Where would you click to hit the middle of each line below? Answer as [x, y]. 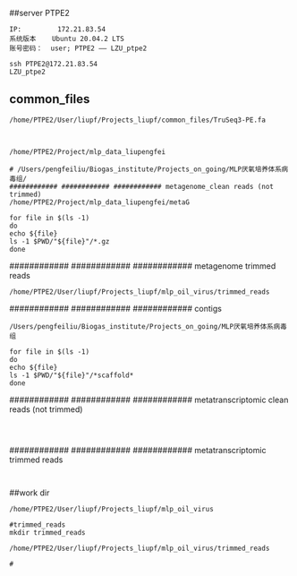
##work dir [30, 493]
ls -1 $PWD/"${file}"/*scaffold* [72, 375]
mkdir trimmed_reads [48, 533]
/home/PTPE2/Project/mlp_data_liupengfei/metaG [100, 202]
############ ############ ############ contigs [115, 309]
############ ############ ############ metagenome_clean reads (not [142, 187]
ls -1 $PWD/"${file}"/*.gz [59, 242]
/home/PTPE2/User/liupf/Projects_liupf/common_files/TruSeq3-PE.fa [138, 120]
